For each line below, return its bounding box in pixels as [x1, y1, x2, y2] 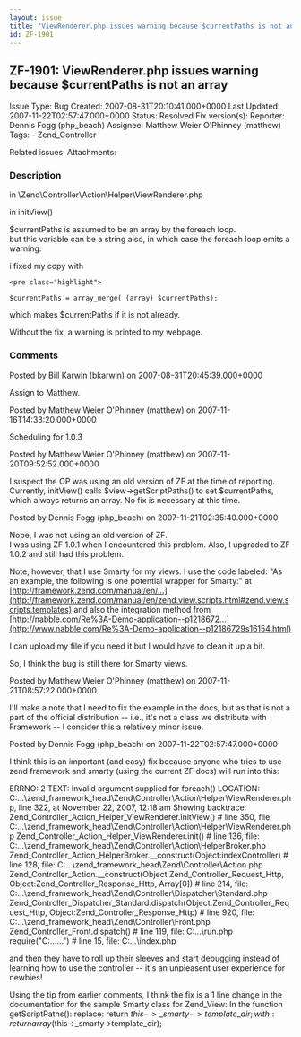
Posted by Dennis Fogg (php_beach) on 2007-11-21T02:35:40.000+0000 [9, 512, 279, 523]
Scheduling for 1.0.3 [9, 431, 83, 442]
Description [9, 170, 62, 182]
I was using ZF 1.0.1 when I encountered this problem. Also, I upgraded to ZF [9, 539, 291, 550]
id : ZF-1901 [9, 30, 54, 39]
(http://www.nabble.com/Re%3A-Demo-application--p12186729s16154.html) [9, 623, 292, 633]
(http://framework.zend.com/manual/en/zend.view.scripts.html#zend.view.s [9, 594, 289, 606]
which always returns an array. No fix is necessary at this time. [9, 494, 241, 505]
